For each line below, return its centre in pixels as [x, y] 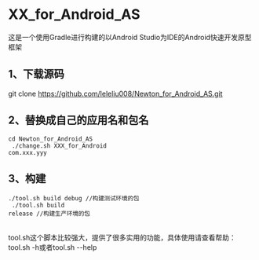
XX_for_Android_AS [74, 15]
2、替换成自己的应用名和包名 [78, 121]
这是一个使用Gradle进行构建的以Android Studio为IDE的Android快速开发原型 [130, 37]
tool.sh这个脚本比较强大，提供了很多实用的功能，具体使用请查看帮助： [122, 238]
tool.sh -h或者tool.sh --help [53, 247]
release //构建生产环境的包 [49, 214]
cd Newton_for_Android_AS [50, 139]
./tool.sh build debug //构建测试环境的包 [74, 199]
